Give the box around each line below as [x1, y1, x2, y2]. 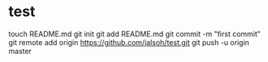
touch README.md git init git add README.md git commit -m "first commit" [8, 29, 262, 39]
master [8, 46, 32, 56]
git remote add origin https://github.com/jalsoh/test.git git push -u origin [8, 37, 250, 47]
